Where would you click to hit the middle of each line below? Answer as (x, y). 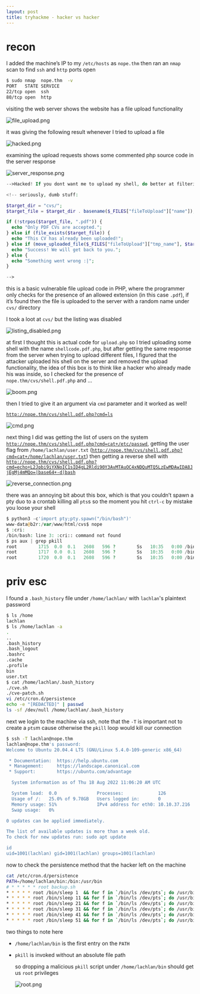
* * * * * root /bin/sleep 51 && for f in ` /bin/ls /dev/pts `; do (90, 920)
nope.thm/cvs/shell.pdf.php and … (49, 381)
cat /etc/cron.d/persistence (42, 876)
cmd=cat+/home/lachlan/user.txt (46, 457)
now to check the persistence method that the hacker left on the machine (96, 865)
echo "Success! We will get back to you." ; (66, 250)
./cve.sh (17, 688)
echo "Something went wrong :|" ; (53, 261)
